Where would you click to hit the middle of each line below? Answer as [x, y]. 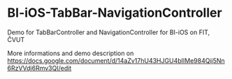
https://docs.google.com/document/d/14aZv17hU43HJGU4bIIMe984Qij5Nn [116, 60]
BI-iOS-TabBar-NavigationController [115, 13]
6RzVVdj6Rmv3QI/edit [39, 68]
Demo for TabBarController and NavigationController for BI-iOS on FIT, [109, 32]
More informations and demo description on [71, 53]
